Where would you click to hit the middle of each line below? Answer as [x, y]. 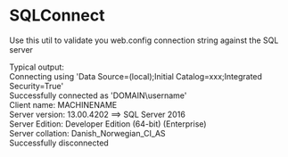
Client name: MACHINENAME [63, 104]
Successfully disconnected [59, 143]
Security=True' [37, 86]
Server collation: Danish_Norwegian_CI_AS [88, 133]
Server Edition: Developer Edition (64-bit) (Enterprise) [108, 124]
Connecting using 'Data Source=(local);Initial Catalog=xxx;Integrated [136, 76]
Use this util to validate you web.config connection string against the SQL [144, 40]
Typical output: [37, 67]
